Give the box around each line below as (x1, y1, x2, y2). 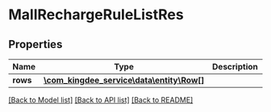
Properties (8, 38, 63, 51)
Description (212, 62, 258, 72)
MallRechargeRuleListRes (8, 6, 184, 24)
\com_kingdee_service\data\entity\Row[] (43, 74, 205, 86)
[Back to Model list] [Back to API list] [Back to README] (8, 95, 194, 105)
